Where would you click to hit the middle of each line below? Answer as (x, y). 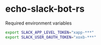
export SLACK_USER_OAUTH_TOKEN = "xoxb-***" (51, 37)
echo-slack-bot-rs (45, 9)
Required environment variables (39, 23)
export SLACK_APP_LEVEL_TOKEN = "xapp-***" (50, 32)
